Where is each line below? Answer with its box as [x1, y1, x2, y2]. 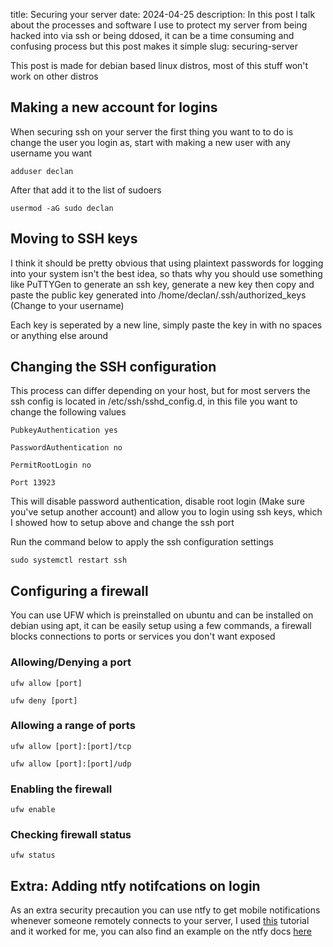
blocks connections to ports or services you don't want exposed [10, 630, 276, 643]
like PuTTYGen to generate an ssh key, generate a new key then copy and [10, 278, 315, 290]
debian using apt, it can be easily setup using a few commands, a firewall [10, 620, 312, 632]
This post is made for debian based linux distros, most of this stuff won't [10, 60, 309, 71]
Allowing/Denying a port [10, 655, 132, 669]
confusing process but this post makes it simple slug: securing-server [10, 40, 299, 52]
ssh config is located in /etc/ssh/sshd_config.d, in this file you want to [10, 395, 298, 408]
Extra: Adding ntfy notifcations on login [10, 877, 261, 894]
